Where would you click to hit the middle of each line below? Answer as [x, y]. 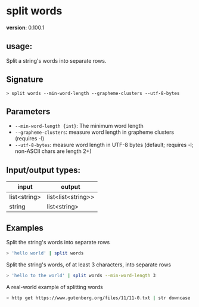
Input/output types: [43, 170]
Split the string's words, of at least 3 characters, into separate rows [89, 265]
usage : [19, 46]
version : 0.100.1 [25, 27]
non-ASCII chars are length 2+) [53, 151]
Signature [25, 80]
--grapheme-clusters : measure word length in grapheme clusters [94, 132]
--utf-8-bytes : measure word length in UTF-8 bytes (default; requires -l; [104, 145]
